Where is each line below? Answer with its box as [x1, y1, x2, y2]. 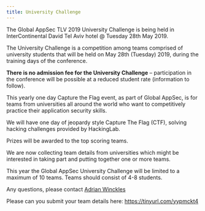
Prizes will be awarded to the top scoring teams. [6, 137, 129, 144]
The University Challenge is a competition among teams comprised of [6, 44, 183, 51]
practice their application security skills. [6, 106, 107, 114]
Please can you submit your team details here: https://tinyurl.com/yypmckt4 [6, 197, 199, 205]
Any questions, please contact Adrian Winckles [6, 185, 126, 193]
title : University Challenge [6, 9, 81, 15]
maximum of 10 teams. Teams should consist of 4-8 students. [6, 174, 163, 181]
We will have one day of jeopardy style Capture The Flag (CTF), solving [6, 119, 187, 126]
